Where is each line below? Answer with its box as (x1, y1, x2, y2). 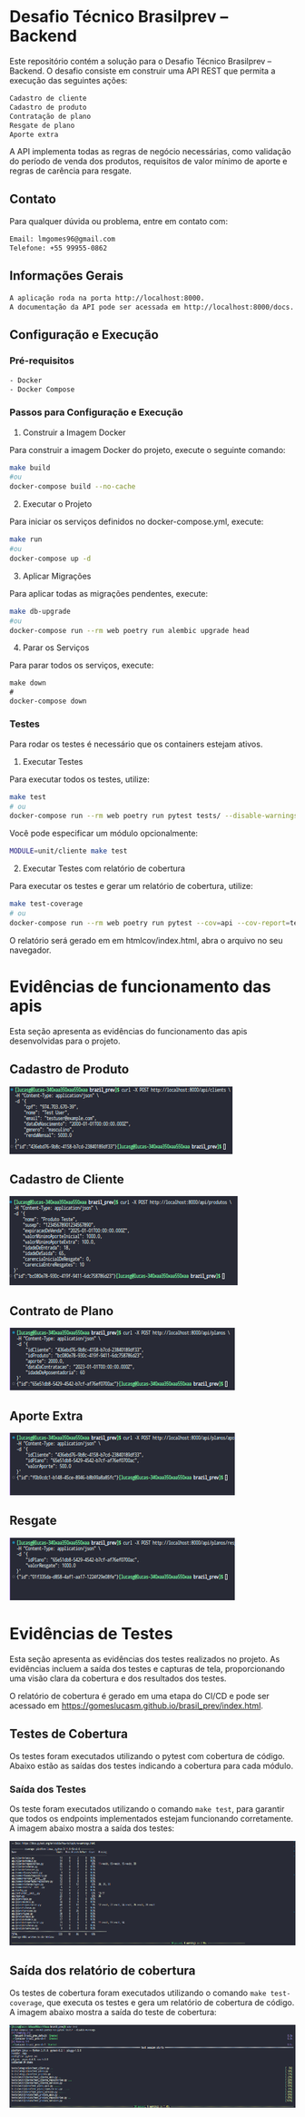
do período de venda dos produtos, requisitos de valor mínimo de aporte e (9, 155, 288, 166)
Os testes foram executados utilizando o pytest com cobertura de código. (9, 1750, 286, 1761)
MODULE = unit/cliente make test (9, 846, 128, 856)
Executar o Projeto (22, 499, 93, 509)
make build (9, 463, 51, 472)
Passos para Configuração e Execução (9, 406, 183, 419)
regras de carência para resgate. (9, 165, 132, 176)
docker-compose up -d (9, 554, 92, 563)
